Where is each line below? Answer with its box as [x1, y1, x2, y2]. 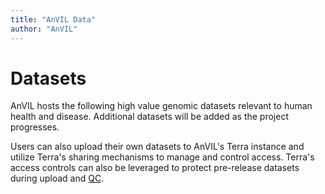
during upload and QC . [10, 172, 105, 185]
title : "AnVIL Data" [10, 14, 97, 25]
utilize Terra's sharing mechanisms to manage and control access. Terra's [10, 151, 315, 163]
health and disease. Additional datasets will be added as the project [10, 111, 289, 123]
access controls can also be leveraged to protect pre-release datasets [10, 162, 300, 174]
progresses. [10, 121, 60, 133]
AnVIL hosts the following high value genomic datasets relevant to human [10, 100, 313, 112]
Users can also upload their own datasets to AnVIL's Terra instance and [10, 141, 305, 153]
